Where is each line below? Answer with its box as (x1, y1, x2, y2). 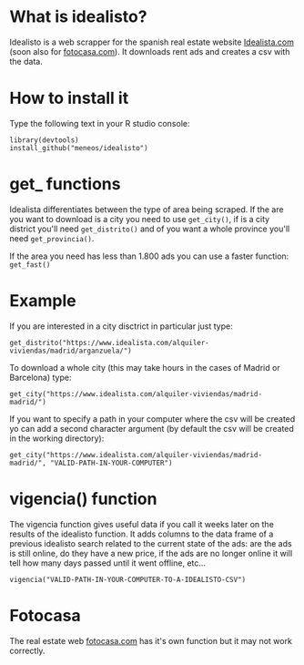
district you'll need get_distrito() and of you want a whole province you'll (9, 223, 290, 234)
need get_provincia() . (9, 232, 95, 243)
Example (9, 291, 76, 311)
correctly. (9, 645, 46, 656)
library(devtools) (9, 135, 79, 145)
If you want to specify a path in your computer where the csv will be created (9, 413, 296, 425)
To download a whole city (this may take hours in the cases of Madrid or (9, 362, 280, 373)
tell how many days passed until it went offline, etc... (9, 558, 207, 568)
